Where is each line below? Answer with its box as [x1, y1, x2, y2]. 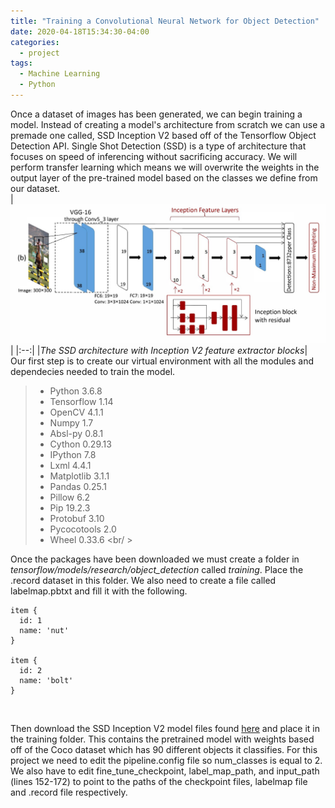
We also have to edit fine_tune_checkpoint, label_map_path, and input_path [10, 765, 320, 777]
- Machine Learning [19, 69, 101, 79]
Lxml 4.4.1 [49, 460, 92, 472]
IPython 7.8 [49, 449, 97, 461]
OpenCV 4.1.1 [49, 406, 104, 419]
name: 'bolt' [19, 676, 74, 686]
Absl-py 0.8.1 [49, 428, 104, 440]
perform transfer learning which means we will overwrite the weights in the [10, 161, 320, 173]
